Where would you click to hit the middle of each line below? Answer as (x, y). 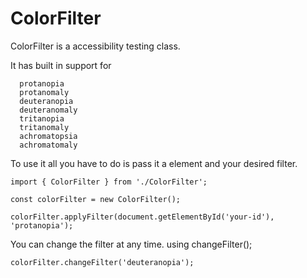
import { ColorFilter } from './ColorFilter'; (109, 182)
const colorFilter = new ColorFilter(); (96, 199)
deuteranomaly (48, 110)
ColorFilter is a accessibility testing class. (95, 46)
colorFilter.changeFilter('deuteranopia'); (102, 262)
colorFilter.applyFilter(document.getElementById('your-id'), (142, 217)
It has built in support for (61, 65)
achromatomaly (48, 145)
